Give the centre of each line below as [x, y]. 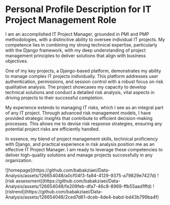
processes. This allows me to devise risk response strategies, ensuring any [84, 124]
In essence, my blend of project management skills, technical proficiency [82, 139]
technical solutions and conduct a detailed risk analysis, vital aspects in [80, 92]
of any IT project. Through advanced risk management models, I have [78, 113]
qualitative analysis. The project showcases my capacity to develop [76, 87]
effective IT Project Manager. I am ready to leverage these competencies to [84, 149]
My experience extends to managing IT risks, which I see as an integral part [84, 107]
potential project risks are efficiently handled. [53, 129]
